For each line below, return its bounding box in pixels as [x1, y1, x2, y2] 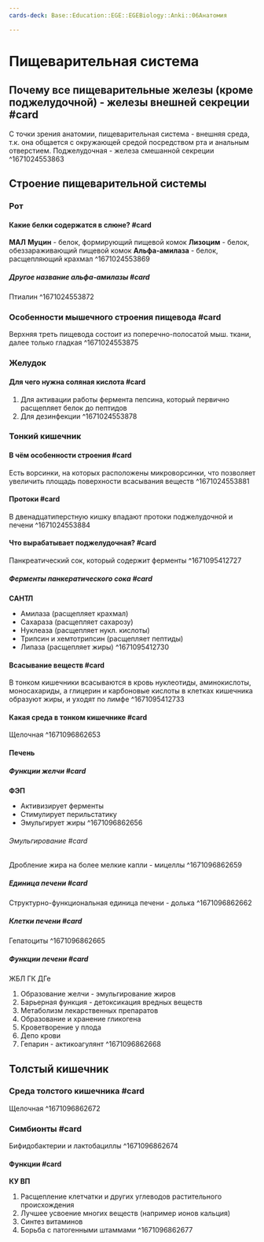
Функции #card [9, 1159, 62, 1169]
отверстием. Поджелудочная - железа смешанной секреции [9, 146, 214, 155]
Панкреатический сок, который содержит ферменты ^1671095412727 [9, 556, 242, 565]
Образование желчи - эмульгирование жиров [20, 989, 176, 999]
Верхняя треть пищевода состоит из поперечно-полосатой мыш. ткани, [9, 330, 251, 339]
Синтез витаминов [20, 1217, 83, 1226]
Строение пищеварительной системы [9, 177, 207, 190]
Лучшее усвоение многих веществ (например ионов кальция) [20, 1209, 231, 1218]
